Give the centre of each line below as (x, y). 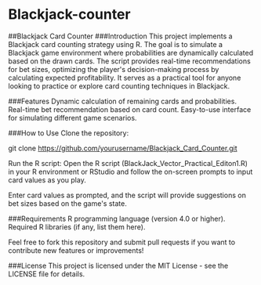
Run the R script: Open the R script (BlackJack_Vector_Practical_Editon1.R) (128, 163)
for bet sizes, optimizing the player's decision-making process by (114, 69)
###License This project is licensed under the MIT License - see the (118, 265)
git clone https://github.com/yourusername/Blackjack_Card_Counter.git (123, 148)
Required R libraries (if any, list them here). (77, 227)
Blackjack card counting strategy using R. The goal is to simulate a (116, 44)
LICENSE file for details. (47, 274)
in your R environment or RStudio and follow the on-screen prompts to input (130, 171)
